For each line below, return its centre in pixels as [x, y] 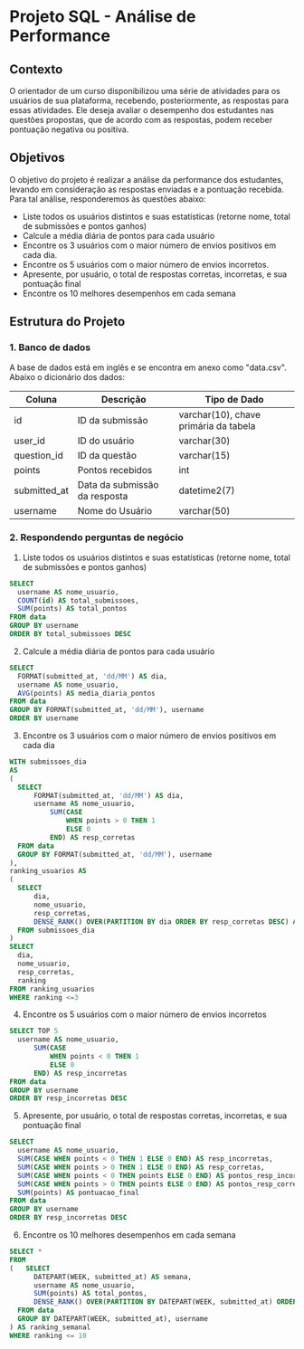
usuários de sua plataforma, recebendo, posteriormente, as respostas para [149, 100]
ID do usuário [106, 441]
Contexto [36, 69]
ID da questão [107, 455]
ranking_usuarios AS [48, 871]
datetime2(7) [207, 490]
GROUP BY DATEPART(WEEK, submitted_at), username [113, 1319]
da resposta [103, 496]
